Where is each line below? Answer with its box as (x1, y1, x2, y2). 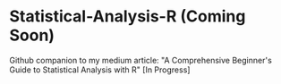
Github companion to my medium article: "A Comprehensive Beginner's (9, 55, 273, 65)
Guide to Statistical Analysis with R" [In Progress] (9, 64, 191, 75)
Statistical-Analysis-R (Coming (9, 6, 246, 27)
